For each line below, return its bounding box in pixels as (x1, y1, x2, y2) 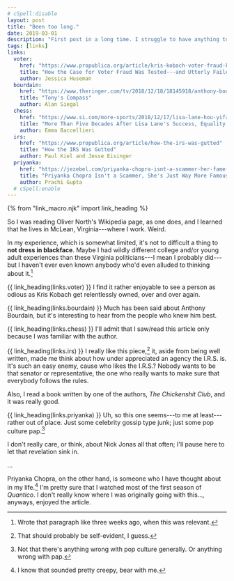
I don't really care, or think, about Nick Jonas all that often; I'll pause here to (7, 440, 225, 449)
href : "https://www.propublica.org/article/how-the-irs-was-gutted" (19, 140, 223, 147)
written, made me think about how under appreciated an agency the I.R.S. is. (7, 354, 227, 362)
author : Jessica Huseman (19, 75, 92, 82)
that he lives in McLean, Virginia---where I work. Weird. (7, 225, 166, 233)
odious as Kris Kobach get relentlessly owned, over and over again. (7, 290, 201, 298)
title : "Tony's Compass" (19, 95, 92, 102)
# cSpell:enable (13, 185, 61, 192)
